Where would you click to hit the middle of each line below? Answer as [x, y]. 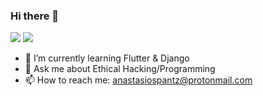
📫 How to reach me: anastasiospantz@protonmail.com [138, 80]
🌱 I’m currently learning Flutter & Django [107, 58]
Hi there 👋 [35, 16]
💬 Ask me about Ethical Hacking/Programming [120, 69]
